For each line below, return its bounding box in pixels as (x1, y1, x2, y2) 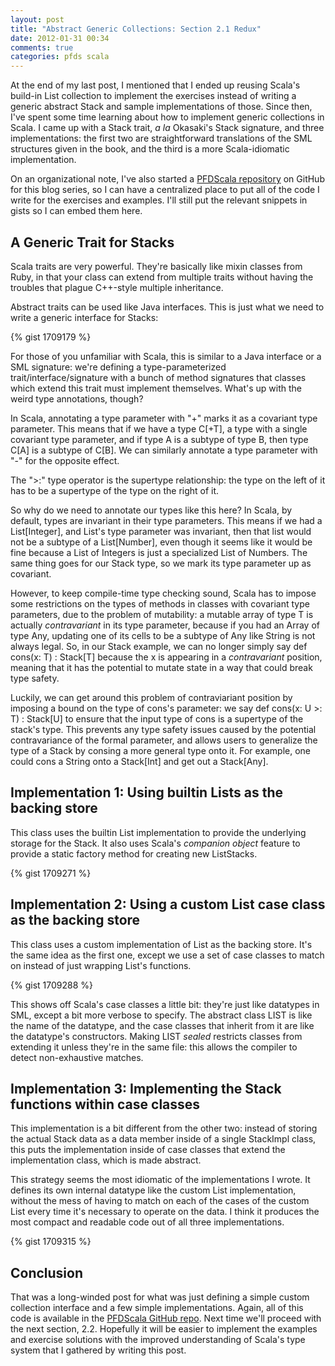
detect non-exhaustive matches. (10, 1051, 144, 1063)
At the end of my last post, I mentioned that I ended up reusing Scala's (10, 79, 301, 91)
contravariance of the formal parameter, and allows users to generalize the (10, 734, 318, 746)
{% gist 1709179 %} (10, 331, 92, 343)
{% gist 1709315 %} (10, 1236, 92, 1248)
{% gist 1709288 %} (10, 979, 93, 991)
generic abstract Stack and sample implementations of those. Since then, (10, 101, 313, 113)
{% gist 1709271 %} (10, 867, 92, 879)
